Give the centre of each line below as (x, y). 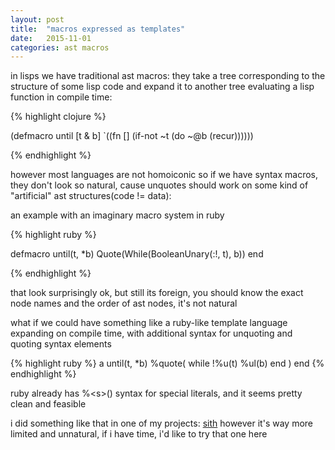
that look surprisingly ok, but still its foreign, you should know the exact (157, 293)
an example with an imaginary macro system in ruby (117, 215)
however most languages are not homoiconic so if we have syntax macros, (164, 175)
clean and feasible (48, 404)
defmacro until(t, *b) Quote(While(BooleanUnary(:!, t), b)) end (137, 254)
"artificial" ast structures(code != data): (91, 196)
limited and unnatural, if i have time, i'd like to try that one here (139, 434)
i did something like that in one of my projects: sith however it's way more (161, 423)
